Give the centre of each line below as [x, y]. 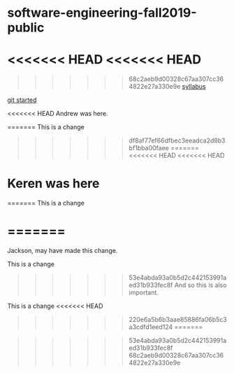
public [26, 28]
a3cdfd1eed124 [151, 327]
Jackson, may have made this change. [63, 250]
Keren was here [53, 184]
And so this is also [200, 285]
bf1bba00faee [149, 148]
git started [22, 100]
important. [144, 292]
